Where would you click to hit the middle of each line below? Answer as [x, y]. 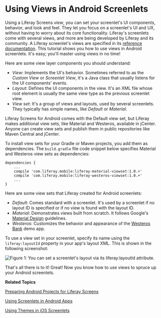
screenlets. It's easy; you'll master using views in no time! [63, 53]
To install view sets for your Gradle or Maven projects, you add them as [76, 143]
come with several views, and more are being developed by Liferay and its [80, 38]
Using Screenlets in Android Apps [39, 301]
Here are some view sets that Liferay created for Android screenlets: [73, 193]
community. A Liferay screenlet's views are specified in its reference [74, 43]
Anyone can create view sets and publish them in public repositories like [77, 128]
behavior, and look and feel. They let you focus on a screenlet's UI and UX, [80, 27]
